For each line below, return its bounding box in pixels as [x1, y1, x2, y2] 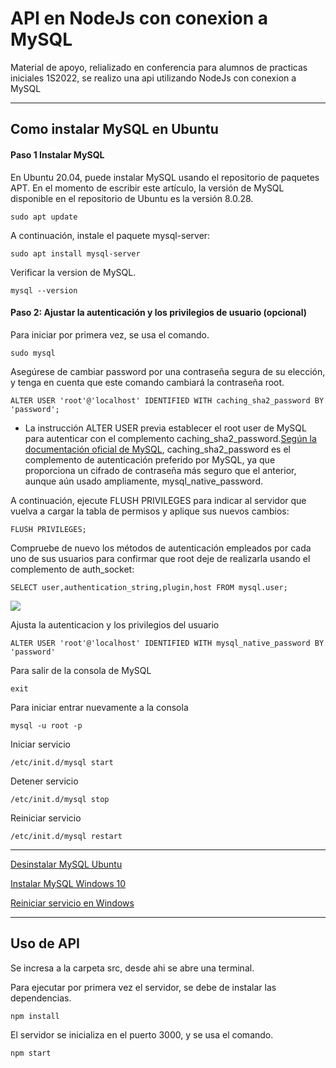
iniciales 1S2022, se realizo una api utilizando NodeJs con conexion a [10, 72, 297, 84]
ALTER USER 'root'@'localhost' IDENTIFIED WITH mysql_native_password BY [10, 638, 325, 648]
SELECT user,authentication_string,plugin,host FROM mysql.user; [10, 582, 288, 592]
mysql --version [10, 285, 78, 296]
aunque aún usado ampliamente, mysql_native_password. [24, 475, 263, 487]
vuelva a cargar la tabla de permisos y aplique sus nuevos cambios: [10, 505, 290, 517]
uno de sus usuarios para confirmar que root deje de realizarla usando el [10, 552, 311, 564]
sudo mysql [10, 348, 56, 358]
